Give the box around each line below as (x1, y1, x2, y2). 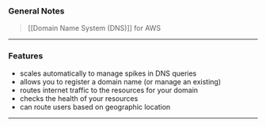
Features (8, 50, 44, 62)
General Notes (8, 6, 65, 17)
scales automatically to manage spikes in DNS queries (19, 69, 197, 78)
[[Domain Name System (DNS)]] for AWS (27, 24, 161, 33)
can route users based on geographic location (19, 102, 171, 111)
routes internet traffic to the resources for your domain (19, 85, 199, 95)
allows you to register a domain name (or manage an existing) (19, 77, 222, 86)
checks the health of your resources (19, 93, 139, 103)
